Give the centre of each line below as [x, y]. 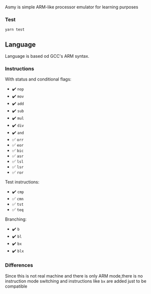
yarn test [15, 30]
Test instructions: [22, 182]
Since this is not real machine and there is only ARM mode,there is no [74, 276]
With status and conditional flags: [38, 79]
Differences [19, 265]
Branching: [16, 219]
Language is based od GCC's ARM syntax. [47, 56]
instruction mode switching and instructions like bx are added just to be [76, 281]
